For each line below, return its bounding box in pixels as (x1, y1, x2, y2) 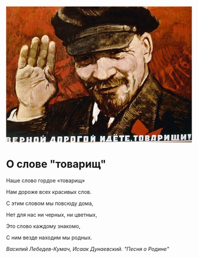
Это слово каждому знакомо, (6, 222, 81, 230)
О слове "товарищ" (6, 157, 107, 171)
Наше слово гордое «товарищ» (6, 177, 85, 184)
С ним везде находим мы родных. (6, 234, 93, 241)
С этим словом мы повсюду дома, (6, 200, 94, 207)
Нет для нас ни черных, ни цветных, (6, 211, 97, 218)
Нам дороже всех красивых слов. (6, 188, 92, 195)
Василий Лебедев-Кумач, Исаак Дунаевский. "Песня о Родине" (6, 245, 170, 252)
